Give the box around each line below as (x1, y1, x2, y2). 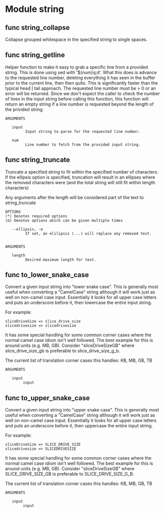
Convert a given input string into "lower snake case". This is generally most (5, 284, 159, 290)
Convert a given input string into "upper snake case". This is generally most (5, 407, 160, 413)
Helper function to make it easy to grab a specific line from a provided (5, 64, 148, 70)
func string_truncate (5, 156, 70, 164)
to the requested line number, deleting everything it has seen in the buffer (5, 75, 156, 81)
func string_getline (5, 51, 65, 59)
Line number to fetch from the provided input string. (25, 142, 141, 147)
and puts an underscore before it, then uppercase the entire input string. (5, 423, 153, 429)
